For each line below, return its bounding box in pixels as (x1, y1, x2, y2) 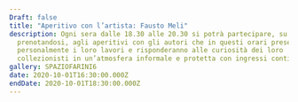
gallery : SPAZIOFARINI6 (9, 63, 98, 72)
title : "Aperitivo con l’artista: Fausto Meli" (9, 21, 189, 30)
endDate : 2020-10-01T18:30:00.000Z (9, 79, 141, 88)
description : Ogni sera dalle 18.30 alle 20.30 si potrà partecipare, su (9, 29, 288, 38)
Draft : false (9, 12, 58, 22)
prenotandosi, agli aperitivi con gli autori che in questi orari (17, 37, 268, 47)
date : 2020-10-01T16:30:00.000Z (9, 71, 129, 80)
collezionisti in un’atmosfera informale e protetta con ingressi (17, 54, 268, 63)
